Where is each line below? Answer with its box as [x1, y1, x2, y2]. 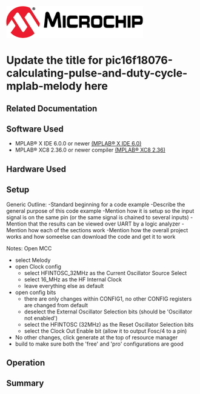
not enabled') [24, 314, 58, 321]
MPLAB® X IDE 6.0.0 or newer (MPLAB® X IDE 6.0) [15, 140, 142, 147]
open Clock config [15, 262, 62, 270]
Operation [6, 358, 45, 368]
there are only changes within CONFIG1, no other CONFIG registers [24, 295, 192, 302]
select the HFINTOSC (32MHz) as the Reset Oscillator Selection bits [24, 321, 194, 328]
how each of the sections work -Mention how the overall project [28, 226, 188, 233]
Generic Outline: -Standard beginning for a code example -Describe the [6, 201, 185, 208]
